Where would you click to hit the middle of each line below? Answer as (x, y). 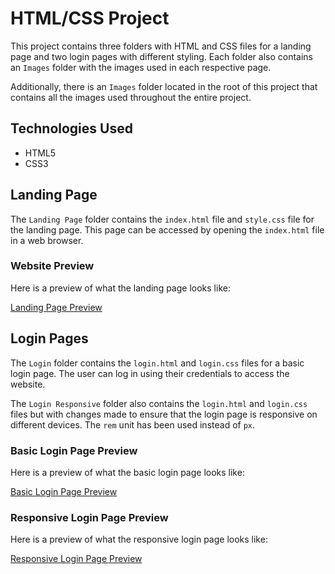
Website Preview (52, 266)
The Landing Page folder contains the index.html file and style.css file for (162, 219)
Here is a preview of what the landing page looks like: (120, 288)
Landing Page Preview (56, 307)
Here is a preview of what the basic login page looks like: (127, 472)
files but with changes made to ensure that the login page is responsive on (164, 414)
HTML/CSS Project (90, 18)
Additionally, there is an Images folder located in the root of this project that (164, 86)
